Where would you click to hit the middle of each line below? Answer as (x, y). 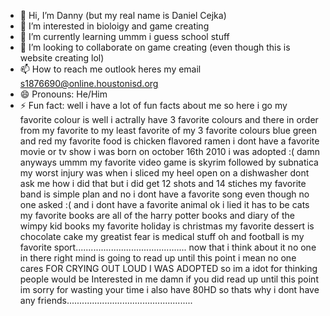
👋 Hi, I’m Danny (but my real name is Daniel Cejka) (123, 15)
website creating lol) (62, 58)
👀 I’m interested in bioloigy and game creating (114, 26)
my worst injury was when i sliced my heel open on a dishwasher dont (164, 173)
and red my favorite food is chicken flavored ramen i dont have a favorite (169, 141)
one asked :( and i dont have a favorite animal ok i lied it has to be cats (164, 204)
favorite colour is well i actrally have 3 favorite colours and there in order (169, 119)
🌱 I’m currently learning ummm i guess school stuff (124, 36)
